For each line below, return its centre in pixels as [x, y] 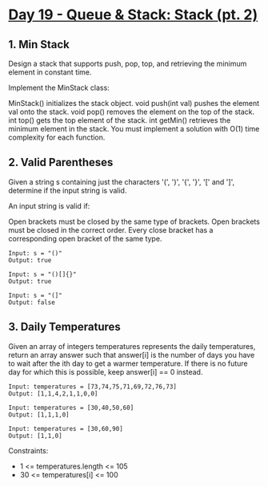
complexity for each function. [57, 137]
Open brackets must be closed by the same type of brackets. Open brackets [134, 221]
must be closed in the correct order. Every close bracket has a [111, 229]
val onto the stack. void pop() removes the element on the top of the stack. [132, 112]
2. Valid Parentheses [61, 162]
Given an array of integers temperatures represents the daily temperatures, [132, 346]
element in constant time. [50, 72]
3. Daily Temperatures [65, 327]
